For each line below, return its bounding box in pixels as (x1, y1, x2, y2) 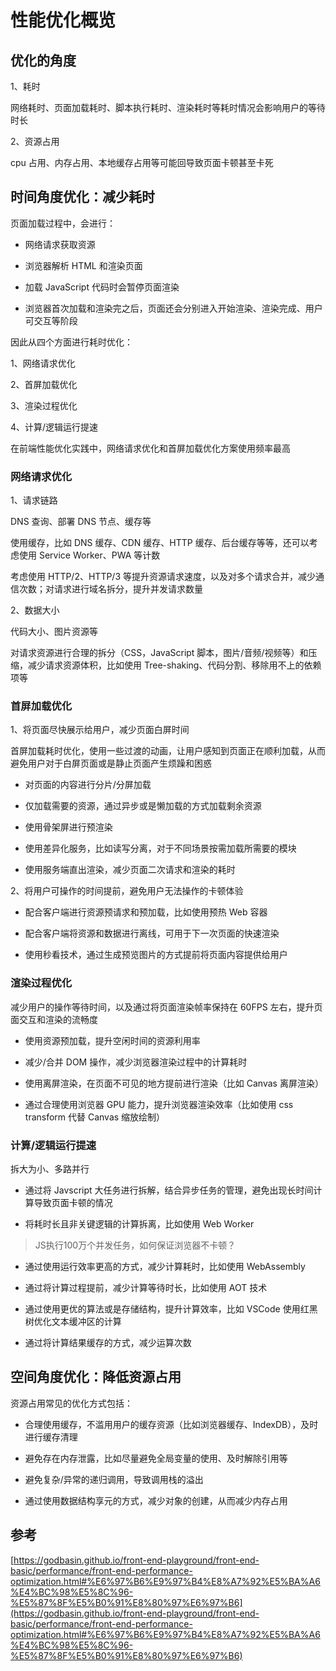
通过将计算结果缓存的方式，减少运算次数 (24, 1337, 192, 1348)
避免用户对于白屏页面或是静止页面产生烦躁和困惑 (10, 757, 212, 770)
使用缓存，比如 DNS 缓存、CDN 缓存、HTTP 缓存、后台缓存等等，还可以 (10, 537, 310, 549)
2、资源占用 (10, 136, 60, 147)
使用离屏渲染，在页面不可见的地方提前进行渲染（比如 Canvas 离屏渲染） (24, 1077, 324, 1089)
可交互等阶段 (24, 314, 78, 326)
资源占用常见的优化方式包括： (10, 1397, 133, 1409)
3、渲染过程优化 (10, 399, 78, 411)
